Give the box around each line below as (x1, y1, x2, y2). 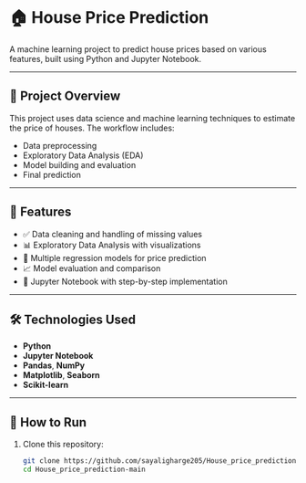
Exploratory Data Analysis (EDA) (22, 150, 144, 161)
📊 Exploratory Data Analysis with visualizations (22, 239, 201, 250)
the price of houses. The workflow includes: (9, 122, 175, 133)
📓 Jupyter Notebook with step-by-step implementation (22, 276, 228, 287)
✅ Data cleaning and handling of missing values (22, 228, 203, 239)
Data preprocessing (22, 140, 97, 151)
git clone (22, 457, 61, 466)
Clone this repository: (22, 439, 104, 450)
